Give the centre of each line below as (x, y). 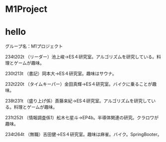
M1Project (26, 9)
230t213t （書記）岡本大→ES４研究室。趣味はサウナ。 (61, 73)
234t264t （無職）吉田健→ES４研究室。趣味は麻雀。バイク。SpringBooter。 (83, 135)
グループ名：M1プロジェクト (34, 46)
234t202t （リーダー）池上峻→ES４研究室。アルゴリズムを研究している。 (81, 57)
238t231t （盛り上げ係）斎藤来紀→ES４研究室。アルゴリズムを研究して (78, 101)
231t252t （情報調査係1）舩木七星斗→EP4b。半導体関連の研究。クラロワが (82, 118)
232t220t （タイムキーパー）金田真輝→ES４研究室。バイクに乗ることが (79, 84)
